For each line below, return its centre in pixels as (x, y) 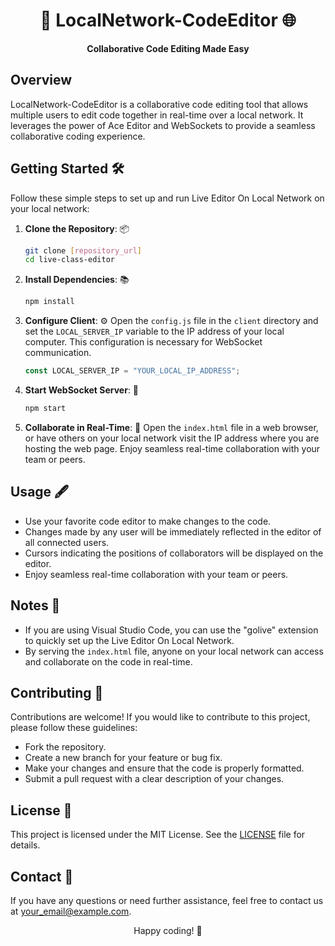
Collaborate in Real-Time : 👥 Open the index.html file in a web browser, (171, 427)
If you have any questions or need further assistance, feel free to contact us (167, 900)
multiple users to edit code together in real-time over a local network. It (157, 115)
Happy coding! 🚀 (168, 930)
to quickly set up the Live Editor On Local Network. (129, 640)
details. (25, 845)
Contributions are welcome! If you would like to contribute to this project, (160, 717)
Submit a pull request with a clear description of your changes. (154, 779)
